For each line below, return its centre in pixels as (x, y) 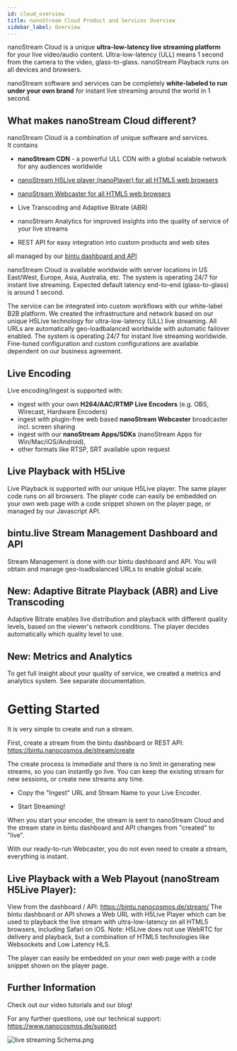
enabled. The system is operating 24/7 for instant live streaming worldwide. (117, 336)
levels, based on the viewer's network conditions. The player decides (109, 627)
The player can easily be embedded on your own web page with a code (112, 958)
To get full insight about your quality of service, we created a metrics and (114, 673)
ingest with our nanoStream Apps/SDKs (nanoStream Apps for (110, 434)
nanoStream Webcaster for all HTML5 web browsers (94, 194)
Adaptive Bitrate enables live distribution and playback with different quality (117, 619)
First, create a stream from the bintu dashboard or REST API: (96, 743)
